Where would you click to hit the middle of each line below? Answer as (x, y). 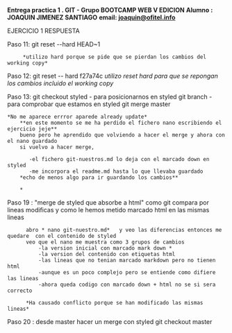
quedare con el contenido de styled (62, 236)
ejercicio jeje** (32, 129)
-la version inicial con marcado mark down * (105, 248)
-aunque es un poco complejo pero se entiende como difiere (127, 273)
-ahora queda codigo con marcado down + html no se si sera (127, 284)
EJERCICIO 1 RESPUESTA (43, 31)
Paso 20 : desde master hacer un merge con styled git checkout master (110, 322)
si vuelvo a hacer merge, (57, 147)
